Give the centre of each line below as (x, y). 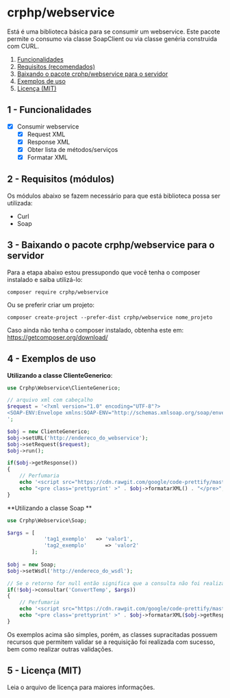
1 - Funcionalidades (50, 110)
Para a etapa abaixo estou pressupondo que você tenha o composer (104, 272)
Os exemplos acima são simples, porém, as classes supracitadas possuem (112, 634)
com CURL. (23, 46)
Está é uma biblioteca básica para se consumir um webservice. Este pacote (114, 31)
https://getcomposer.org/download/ (57, 337)
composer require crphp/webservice (58, 292)
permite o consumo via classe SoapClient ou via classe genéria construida (112, 38)
